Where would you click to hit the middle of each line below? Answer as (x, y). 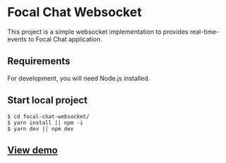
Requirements (39, 61)
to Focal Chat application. (65, 39)
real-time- (205, 32)
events (17, 39)
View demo (33, 150)
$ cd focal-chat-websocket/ (49, 117)
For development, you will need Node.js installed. (79, 78)
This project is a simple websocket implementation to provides (98, 32)
